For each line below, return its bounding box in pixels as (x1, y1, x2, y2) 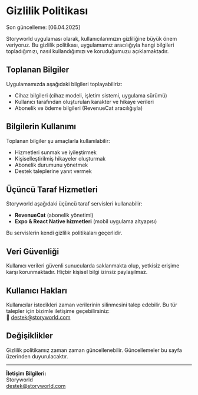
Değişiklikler (6, 331, 53, 341)
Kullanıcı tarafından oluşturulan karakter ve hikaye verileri (14, 98, 154, 105)
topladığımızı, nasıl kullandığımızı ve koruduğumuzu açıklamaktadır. (6, 47, 169, 54)
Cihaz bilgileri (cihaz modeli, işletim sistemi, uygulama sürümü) (14, 92, 167, 99)
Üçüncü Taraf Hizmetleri (6, 184, 98, 194)
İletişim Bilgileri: (6, 370, 47, 377)
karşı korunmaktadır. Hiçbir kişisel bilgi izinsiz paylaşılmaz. (6, 269, 148, 276)
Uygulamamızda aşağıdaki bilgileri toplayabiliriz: (6, 80, 123, 87)
